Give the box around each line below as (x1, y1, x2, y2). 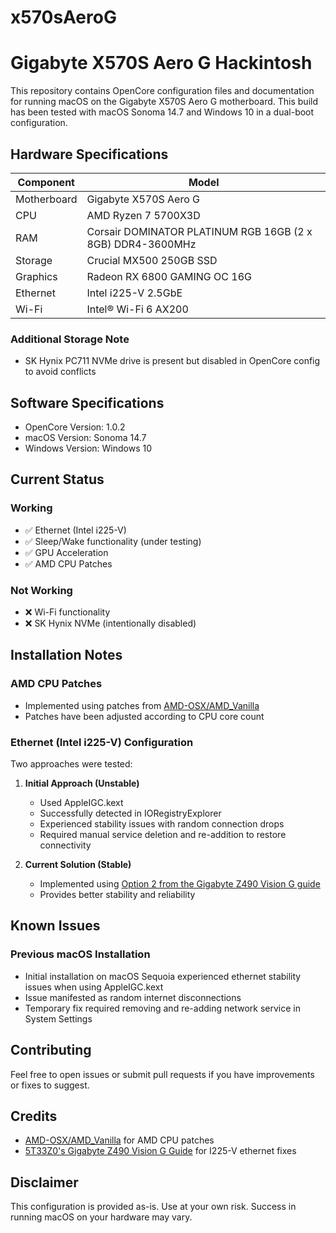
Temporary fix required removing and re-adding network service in (24, 1002, 301, 1014)
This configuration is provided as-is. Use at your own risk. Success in (10, 1201, 297, 1213)
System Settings (24, 1012, 93, 1025)
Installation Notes (10, 647, 123, 664)
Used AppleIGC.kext (39, 797, 124, 809)
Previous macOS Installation (10, 947, 151, 961)
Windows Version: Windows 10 (24, 442, 153, 455)
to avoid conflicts (24, 366, 97, 378)
